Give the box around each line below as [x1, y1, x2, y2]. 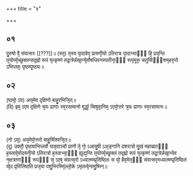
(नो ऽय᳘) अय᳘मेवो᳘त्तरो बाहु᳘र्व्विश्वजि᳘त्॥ [6, 136, 71, 143]
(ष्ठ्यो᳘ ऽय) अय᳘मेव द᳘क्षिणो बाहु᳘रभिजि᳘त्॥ [6, 96, 76, 103]
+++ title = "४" [6, 5, 41, 12]
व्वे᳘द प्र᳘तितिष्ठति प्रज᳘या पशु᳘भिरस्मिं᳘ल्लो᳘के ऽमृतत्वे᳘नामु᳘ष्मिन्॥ [6, 163, 108, 170]
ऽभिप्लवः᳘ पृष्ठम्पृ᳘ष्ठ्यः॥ [6, 63, 44, 70]
